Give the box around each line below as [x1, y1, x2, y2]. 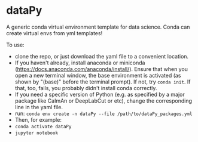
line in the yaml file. [14, 103, 63, 110]
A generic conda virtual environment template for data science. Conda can [6, 23, 190, 30]
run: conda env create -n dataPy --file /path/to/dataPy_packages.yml [14, 110, 193, 117]
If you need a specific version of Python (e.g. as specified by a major [14, 91, 185, 98]
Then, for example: [14, 116, 62, 123]
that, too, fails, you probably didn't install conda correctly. [14, 84, 157, 91]
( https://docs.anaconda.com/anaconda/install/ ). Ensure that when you [14, 65, 188, 72]
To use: [6, 41, 25, 48]
